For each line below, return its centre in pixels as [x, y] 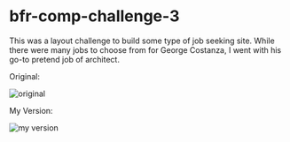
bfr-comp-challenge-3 [94, 16]
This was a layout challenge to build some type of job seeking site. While [142, 41]
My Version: [31, 110]
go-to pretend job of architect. [64, 59]
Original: [25, 76]
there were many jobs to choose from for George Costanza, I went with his [145, 49]
